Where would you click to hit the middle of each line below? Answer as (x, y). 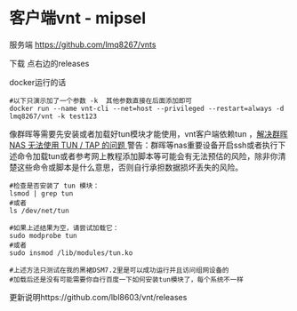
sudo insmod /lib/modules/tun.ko (71, 253)
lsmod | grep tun (41, 193)
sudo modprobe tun (43, 235)
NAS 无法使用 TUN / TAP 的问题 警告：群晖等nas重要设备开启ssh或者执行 (144, 145)
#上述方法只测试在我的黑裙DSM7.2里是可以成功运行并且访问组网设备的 (119, 270)
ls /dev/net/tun (39, 211)
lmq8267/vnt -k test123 (53, 116)
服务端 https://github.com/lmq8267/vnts (83, 44)
